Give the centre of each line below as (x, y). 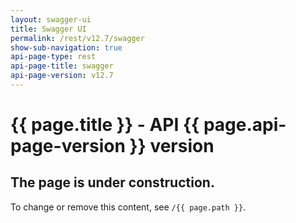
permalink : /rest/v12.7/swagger (77, 38)
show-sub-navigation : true (66, 47)
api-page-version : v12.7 (62, 76)
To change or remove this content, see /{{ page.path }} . (128, 207)
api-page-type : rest (53, 57)
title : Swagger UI (48, 29)
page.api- (245, 125)
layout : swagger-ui (51, 19)
